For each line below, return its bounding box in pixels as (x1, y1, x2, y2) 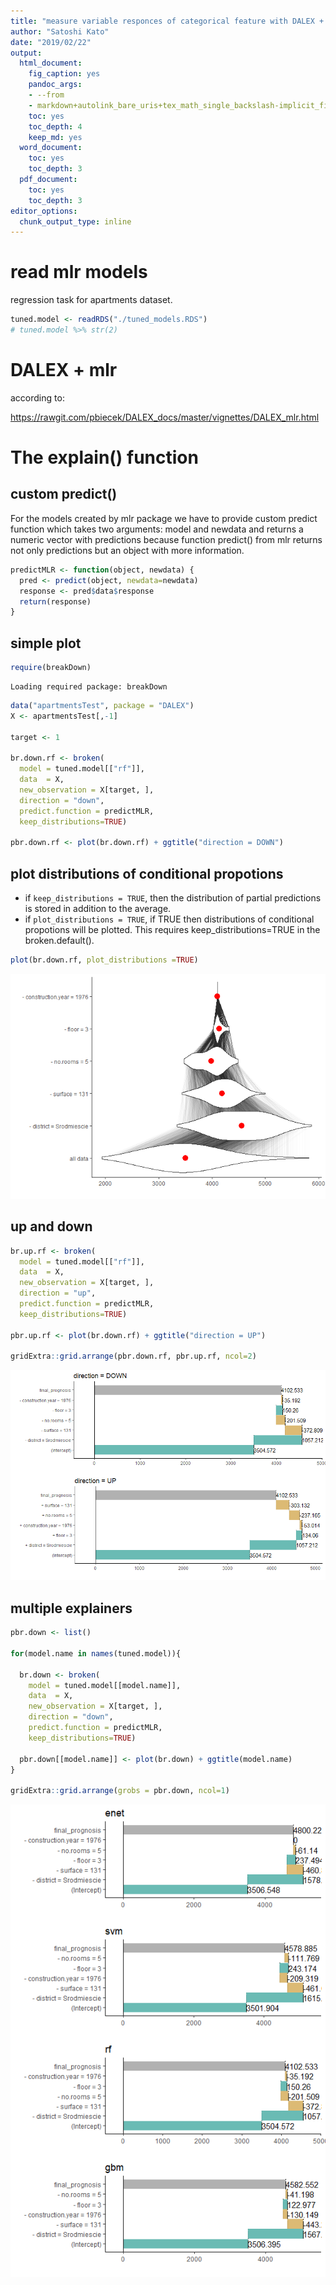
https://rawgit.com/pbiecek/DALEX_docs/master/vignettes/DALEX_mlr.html (10, 411, 320, 423)
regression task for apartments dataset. (10, 294, 173, 306)
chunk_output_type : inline (19, 216, 132, 227)
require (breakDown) (10, 663, 92, 673)
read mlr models (10, 261, 148, 284)
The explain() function (10, 446, 199, 469)
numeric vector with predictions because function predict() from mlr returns (10, 533, 323, 545)
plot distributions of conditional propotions (10, 865, 284, 882)
